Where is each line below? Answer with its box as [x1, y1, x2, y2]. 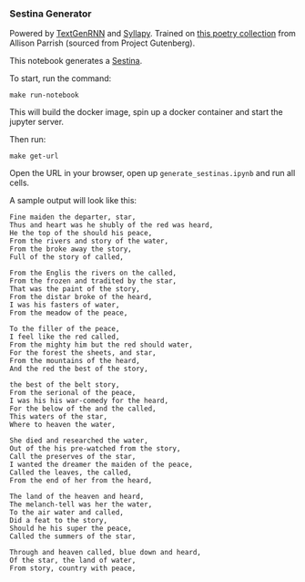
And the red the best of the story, [9, 364, 148, 374]
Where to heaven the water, [9, 421, 117, 430]
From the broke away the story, [9, 244, 132, 254]
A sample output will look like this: [9, 195, 137, 206]
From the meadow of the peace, [9, 308, 128, 317]
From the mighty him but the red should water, [9, 340, 194, 349]
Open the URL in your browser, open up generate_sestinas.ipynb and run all [9, 168, 296, 179]
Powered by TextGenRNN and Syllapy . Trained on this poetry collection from [9, 28, 296, 39]
